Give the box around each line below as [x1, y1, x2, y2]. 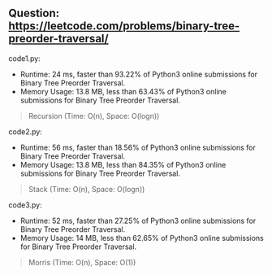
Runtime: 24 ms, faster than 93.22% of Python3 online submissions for [19, 69, 258, 79]
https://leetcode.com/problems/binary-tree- [8, 20, 240, 33]
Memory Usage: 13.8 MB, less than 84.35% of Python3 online [19, 159, 227, 169]
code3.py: [8, 199, 42, 210]
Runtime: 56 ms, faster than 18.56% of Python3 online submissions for [19, 142, 256, 152]
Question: [8, 7, 60, 20]
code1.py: [8, 53, 41, 63]
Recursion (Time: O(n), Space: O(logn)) [28, 111, 160, 120]
